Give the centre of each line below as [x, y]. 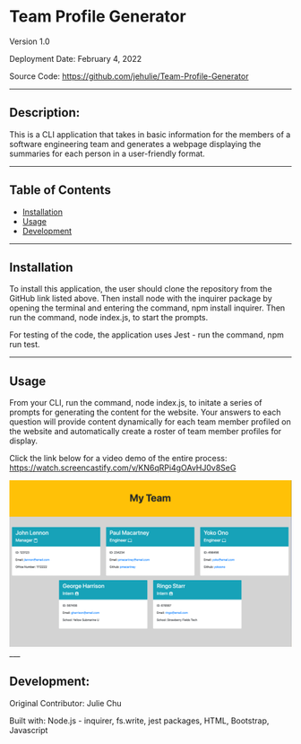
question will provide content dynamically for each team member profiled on [150, 422]
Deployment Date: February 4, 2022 [76, 58]
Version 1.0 [30, 41]
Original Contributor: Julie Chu [66, 703]
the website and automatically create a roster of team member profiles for [146, 432]
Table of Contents [60, 190]
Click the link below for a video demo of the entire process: [118, 459]
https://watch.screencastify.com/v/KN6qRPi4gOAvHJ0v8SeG [123, 468]
